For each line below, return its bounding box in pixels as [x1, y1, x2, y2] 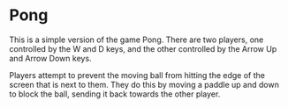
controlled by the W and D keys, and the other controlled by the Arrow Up [9, 43, 277, 54]
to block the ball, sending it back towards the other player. [9, 89, 221, 99]
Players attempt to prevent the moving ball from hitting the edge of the [9, 69, 265, 80]
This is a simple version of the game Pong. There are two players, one [9, 34, 264, 45]
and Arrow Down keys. [9, 53, 92, 63]
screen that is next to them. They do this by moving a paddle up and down [9, 79, 280, 90]
